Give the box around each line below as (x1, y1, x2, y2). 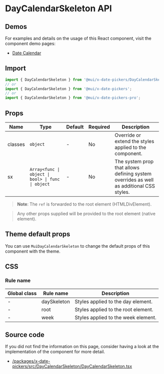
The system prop (114, 158, 154, 164)
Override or (114, 132, 141, 139)
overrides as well (114, 177, 154, 183)
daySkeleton (41, 298, 70, 305)
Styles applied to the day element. (75, 298, 153, 305)
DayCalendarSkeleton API (5, 3, 112, 14)
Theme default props (5, 230, 71, 238)
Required (88, 123, 110, 130)
